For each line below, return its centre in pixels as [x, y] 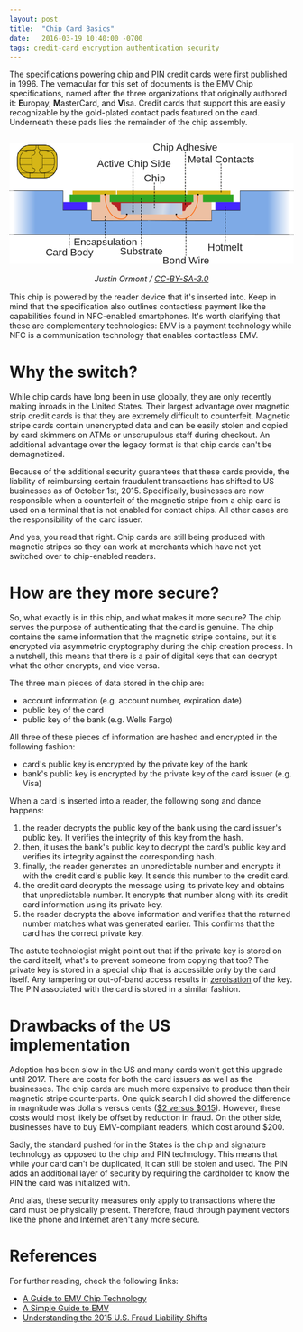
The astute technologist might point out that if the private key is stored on [146, 951]
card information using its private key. [92, 905]
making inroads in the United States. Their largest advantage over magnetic [150, 407]
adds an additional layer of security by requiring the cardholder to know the [150, 1173]
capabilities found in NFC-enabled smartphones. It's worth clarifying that [145, 317]
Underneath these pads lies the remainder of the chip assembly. [129, 123]
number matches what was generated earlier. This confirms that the [148, 923]
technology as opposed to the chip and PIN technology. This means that [143, 1154]
